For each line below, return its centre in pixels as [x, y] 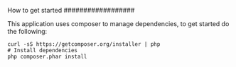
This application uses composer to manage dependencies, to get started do [118, 24]
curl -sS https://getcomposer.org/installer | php [84, 44]
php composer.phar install [47, 56]
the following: [27, 31]
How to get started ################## [71, 10]
